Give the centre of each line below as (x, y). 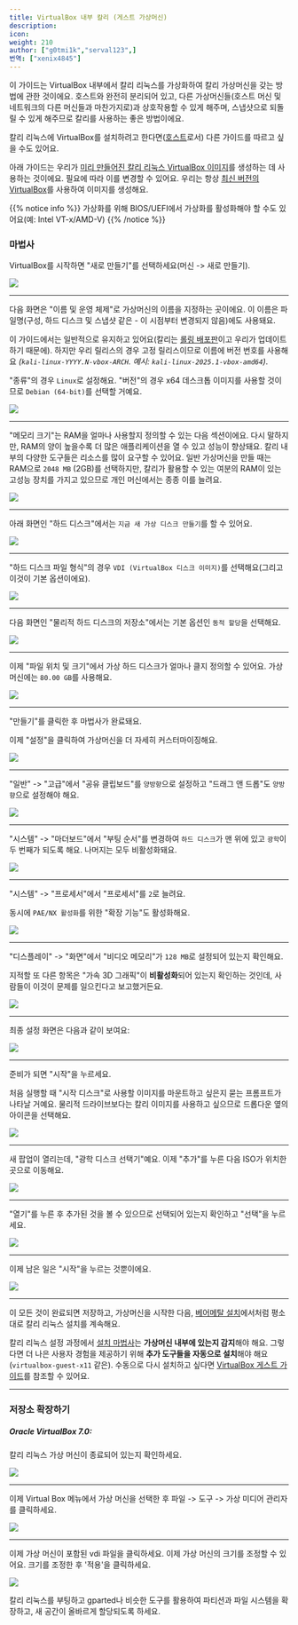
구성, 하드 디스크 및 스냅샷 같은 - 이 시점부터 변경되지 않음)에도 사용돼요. (151, 321)
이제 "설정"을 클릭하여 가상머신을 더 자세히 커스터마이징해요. (114, 740)
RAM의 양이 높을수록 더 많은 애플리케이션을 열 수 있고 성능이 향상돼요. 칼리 (150, 447)
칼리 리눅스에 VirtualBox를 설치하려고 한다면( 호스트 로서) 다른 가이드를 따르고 (142, 137)
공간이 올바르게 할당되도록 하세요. (102, 1612)
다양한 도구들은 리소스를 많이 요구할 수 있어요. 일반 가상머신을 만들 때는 (149, 457)
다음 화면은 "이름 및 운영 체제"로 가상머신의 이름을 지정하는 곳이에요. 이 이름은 (144, 309)
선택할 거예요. (118, 392)
